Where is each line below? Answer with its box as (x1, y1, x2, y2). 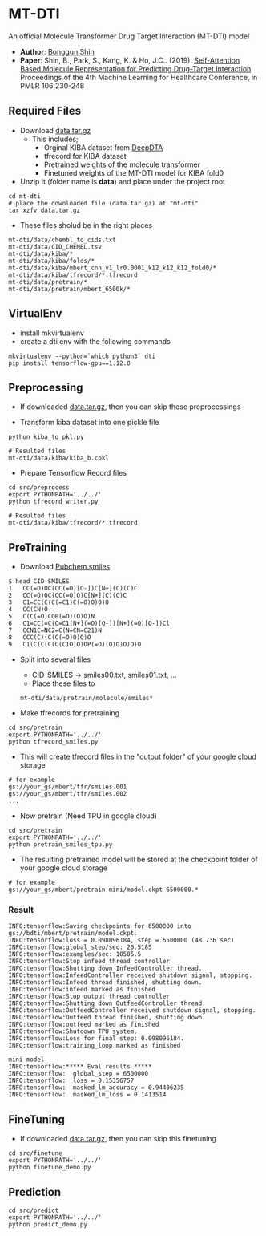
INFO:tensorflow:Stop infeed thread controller (8, 958, 171, 966)
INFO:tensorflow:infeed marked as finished (8, 986, 156, 994)
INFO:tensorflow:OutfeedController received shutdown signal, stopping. (8, 1007, 256, 1015)
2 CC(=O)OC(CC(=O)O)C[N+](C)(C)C (8, 591, 127, 600)
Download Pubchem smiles (19, 562, 111, 572)
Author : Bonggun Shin (19, 47, 95, 56)
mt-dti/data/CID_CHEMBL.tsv (8, 242, 103, 251)
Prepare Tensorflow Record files (19, 468, 127, 478)
